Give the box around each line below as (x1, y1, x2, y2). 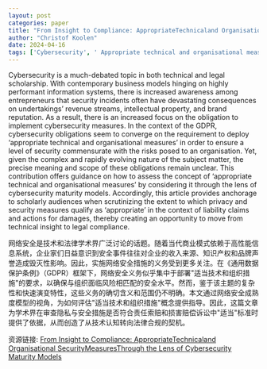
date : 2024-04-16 (8, 41, 66, 49)
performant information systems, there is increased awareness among (8, 87, 238, 96)
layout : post (8, 11, 52, 20)
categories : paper (8, 19, 69, 27)
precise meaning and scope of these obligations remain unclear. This (8, 163, 234, 172)
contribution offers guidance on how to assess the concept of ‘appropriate (8, 171, 253, 181)
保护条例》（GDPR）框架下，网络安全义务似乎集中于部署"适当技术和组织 (8, 268, 244, 278)
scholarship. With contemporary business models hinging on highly (8, 79, 229, 88)
